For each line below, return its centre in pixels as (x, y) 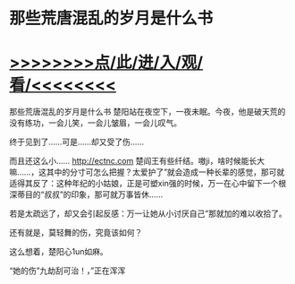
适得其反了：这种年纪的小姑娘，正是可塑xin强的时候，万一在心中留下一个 (144, 184)
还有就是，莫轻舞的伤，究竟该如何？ (76, 233)
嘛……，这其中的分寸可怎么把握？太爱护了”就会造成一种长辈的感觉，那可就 (147, 172)
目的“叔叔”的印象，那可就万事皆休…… (94, 194)
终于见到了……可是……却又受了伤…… (77, 142)
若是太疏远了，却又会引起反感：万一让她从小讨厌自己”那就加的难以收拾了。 (148, 214)
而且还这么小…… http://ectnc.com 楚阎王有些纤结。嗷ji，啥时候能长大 (137, 161)
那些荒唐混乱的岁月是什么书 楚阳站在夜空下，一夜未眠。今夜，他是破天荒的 (147, 112)
